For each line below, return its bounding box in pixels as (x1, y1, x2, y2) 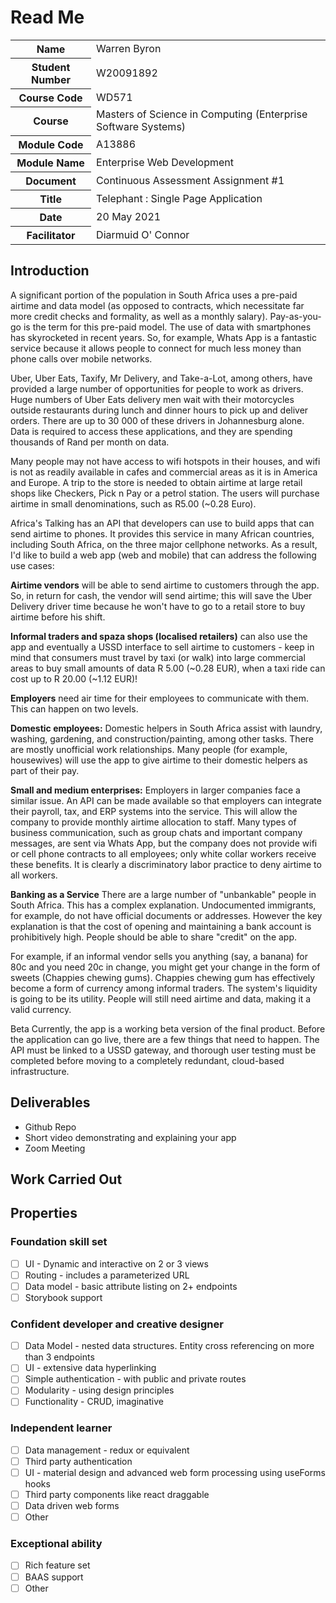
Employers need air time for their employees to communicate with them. (10, 692, 310, 704)
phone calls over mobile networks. (10, 352, 153, 365)
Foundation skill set (10, 1235, 108, 1249)
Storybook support (24, 1291, 103, 1303)
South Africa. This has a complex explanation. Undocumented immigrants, (10, 899, 317, 911)
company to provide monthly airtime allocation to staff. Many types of (10, 816, 297, 828)
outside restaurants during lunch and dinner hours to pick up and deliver (10, 404, 309, 416)
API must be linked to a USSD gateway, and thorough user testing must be (10, 1044, 317, 1056)
